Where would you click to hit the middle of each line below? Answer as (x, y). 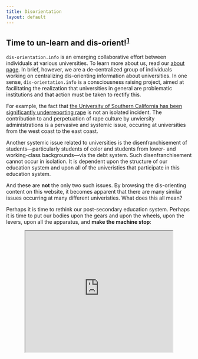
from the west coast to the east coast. (52, 131)
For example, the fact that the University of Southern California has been (94, 106)
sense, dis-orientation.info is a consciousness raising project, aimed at (95, 82)
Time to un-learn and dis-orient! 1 (68, 42)
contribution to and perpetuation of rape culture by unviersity (80, 119)
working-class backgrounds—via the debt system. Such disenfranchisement (99, 155)
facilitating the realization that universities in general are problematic (89, 89)
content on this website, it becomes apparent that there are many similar (94, 192)
